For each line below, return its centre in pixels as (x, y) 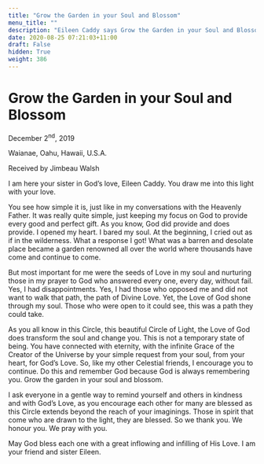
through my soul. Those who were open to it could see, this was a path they (131, 306)
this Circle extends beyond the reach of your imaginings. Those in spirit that (131, 412)
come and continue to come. (55, 257)
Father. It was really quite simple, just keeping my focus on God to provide (128, 215)
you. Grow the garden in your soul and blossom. (86, 380)
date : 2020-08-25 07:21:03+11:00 (63, 37)
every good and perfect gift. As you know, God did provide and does (119, 224)
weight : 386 (27, 60)
